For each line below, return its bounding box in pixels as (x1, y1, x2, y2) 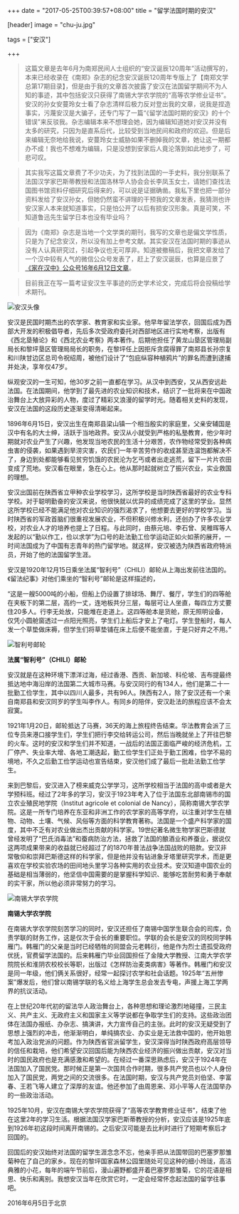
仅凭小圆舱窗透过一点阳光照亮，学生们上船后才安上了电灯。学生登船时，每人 (7, 616, 232, 625)
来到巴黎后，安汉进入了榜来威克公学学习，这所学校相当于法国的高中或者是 (7, 781, 225, 789)
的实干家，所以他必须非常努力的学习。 (7, 879, 119, 887)
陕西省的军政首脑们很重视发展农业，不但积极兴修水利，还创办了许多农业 (13, 515, 225, 523)
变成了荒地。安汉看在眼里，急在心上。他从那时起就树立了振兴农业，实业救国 (7, 464, 232, 472)
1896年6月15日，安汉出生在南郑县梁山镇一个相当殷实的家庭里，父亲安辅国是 (7, 420, 231, 427)
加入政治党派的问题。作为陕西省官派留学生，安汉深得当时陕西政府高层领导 (13, 1037, 232, 1046)
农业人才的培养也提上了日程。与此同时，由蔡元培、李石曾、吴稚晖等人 (26, 524, 232, 532)
